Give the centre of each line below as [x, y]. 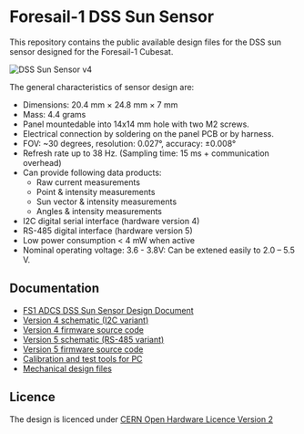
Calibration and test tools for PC [82, 358]
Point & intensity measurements [96, 191]
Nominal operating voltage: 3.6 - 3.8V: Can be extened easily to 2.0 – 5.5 [159, 250]
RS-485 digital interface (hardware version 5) [107, 231]
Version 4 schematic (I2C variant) [86, 320]
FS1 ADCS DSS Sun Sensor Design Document [108, 310]
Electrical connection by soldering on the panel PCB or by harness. [148, 133]
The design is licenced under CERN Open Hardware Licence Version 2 [142, 419]
